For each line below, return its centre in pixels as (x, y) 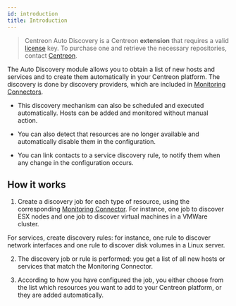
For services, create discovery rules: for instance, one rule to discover (109, 238)
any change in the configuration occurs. (75, 162)
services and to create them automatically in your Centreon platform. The (114, 76)
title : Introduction (38, 20)
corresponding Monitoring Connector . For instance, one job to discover (120, 209)
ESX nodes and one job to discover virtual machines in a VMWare (112, 216)
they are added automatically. (61, 295)
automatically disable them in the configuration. (87, 141)
